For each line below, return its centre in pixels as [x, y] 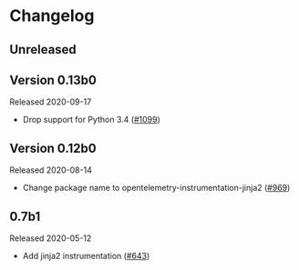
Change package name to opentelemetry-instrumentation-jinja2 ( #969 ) [156, 188]
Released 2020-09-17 [51, 102]
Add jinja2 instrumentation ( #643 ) [86, 256]
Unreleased [43, 50]
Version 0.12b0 [53, 148]
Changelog [52, 16]
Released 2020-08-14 [51, 170]
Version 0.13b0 [53, 80]
